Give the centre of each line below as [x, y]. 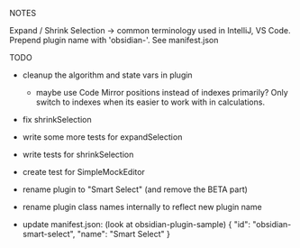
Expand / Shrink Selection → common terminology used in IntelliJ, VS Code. [150, 30]
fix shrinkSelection [57, 119]
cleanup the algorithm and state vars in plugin [107, 75]
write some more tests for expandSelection [102, 137]
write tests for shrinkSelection [78, 154]
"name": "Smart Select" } [124, 234]
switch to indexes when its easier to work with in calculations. [150, 102]
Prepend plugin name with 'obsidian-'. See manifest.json [114, 40]
